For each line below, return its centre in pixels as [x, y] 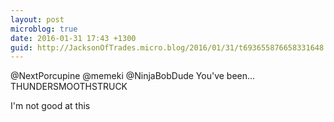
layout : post [37, 19]
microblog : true [44, 29]
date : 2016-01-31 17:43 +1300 [73, 38]
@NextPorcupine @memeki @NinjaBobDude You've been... [133, 76]
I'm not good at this [50, 106]
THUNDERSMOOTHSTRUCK [69, 87]
